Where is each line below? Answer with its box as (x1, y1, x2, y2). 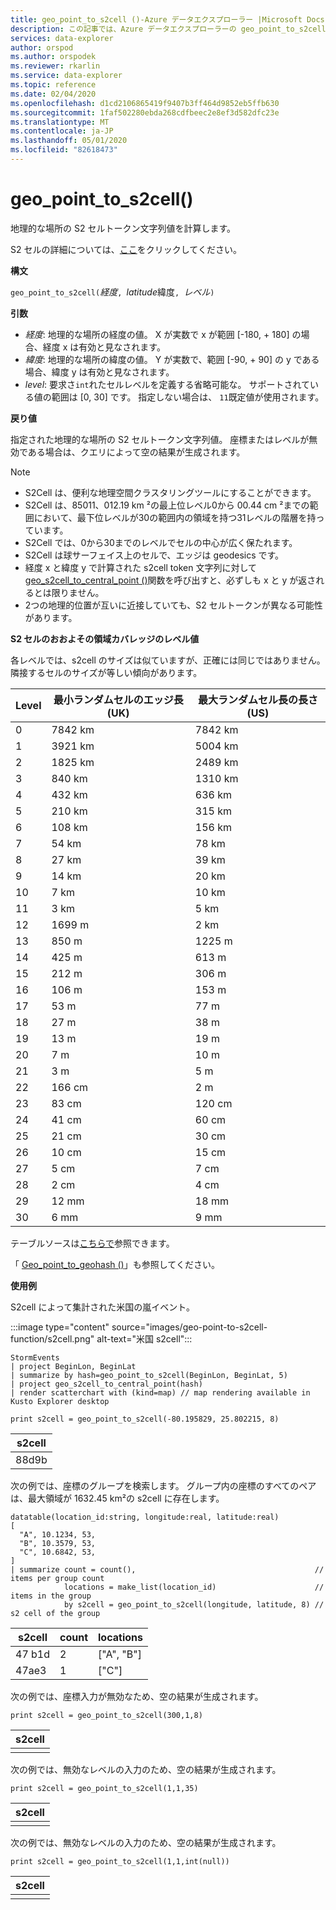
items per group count (10, 1573, 105, 1583)
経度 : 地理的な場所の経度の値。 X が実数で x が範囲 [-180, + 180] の (24, 328, 302, 340)
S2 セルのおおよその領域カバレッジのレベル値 (10, 632, 200, 645)
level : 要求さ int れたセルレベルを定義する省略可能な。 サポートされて (24, 378, 311, 390)
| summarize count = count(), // (10, 1564, 325, 1575)
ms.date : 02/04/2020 (10, 89, 97, 99)
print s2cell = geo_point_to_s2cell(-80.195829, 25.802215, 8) (10, 1414, 280, 1424)
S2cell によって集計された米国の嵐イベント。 (10, 1301, 195, 1313)
